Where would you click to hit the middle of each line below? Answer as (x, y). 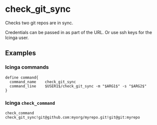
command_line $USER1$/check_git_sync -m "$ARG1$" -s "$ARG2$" (78, 86)
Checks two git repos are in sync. (39, 23)
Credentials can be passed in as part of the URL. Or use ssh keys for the (78, 32)
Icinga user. (17, 38)
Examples (20, 53)
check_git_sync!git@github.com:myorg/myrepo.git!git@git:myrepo (73, 117)
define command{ (22, 78)
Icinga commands (27, 67)
